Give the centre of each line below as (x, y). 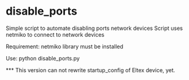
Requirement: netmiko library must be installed (65, 46)
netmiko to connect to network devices (55, 34)
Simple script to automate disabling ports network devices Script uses (94, 28)
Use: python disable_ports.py (43, 58)
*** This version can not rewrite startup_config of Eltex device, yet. (91, 70)
